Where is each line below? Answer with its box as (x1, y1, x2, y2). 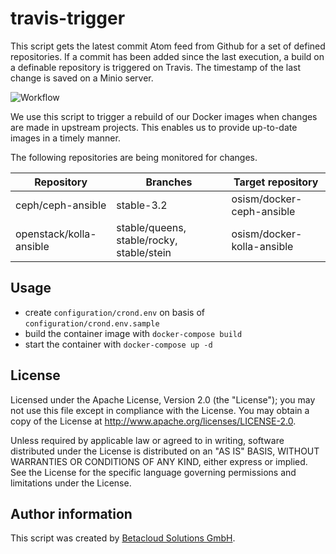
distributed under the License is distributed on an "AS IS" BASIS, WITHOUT (10, 445, 320, 457)
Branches (145, 175, 193, 189)
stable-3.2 (116, 198, 168, 212)
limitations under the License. (10, 477, 132, 489)
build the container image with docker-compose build (24, 327, 243, 339)
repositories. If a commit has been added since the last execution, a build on (10, 50, 325, 62)
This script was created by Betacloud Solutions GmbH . (10, 532, 236, 544)
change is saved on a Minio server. (10, 72, 154, 84)
